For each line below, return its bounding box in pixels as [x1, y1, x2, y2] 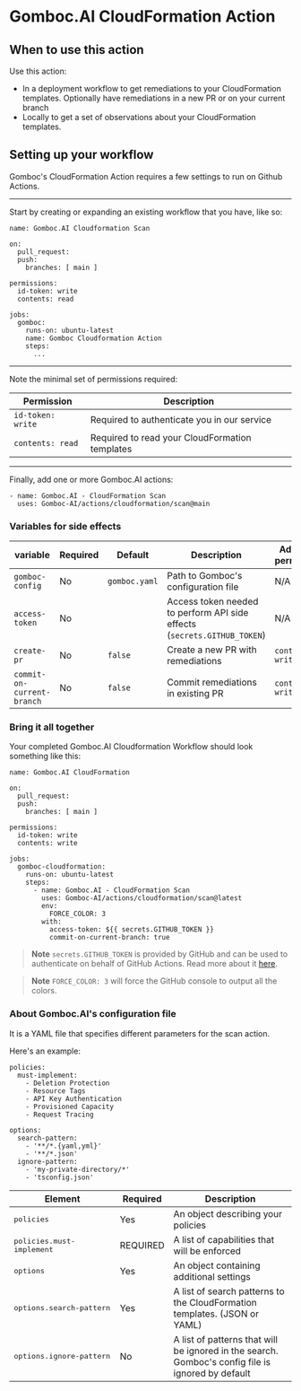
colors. [30, 985, 57, 996]
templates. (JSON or [173, 1308, 260, 1320]
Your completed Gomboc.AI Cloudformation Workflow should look [9, 741, 254, 752]
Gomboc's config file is [173, 1355, 271, 1368]
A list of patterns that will [173, 1333, 278, 1345]
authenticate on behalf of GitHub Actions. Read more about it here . [30, 958, 278, 969]
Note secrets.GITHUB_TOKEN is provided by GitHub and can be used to [30, 949, 288, 959]
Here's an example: [9, 1045, 81, 1056]
